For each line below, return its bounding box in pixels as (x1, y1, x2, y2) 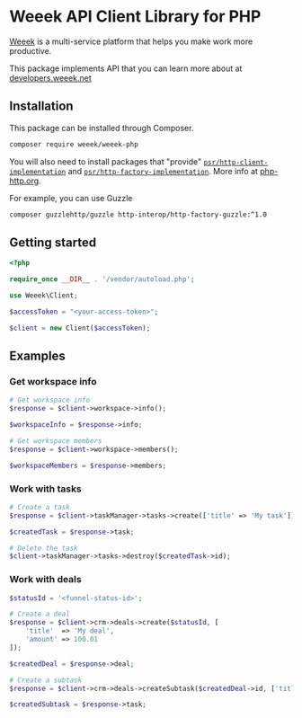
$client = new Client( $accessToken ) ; (9, 324, 151, 332)
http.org (9, 175, 40, 186)
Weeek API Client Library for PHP (9, 6, 262, 27)
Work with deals (9, 573, 83, 586)
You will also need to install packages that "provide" (9, 155, 202, 167)
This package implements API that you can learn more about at (9, 63, 243, 74)
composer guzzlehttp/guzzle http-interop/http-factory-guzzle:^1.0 (9, 209, 268, 219)
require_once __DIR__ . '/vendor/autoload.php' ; (9, 275, 195, 284)
